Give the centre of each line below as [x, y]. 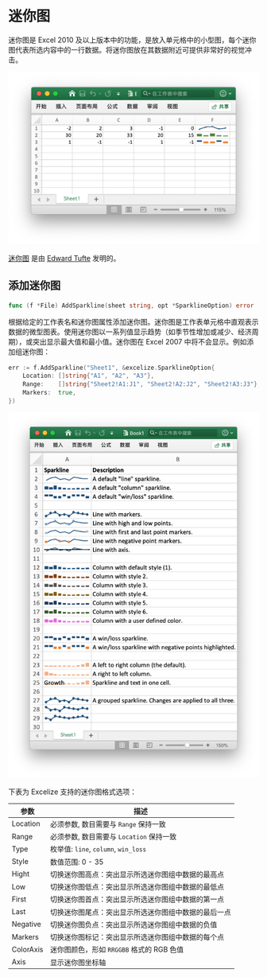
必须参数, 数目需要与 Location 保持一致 [114, 837]
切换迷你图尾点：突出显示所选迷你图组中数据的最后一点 [141, 912]
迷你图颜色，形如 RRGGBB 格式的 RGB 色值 [117, 950]
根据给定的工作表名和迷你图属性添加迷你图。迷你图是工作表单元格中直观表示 [133, 321]
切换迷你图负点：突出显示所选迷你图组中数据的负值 [134, 924]
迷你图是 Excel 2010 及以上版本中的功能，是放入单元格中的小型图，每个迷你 [132, 40]
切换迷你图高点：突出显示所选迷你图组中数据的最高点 [137, 874]
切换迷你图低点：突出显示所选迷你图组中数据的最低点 [137, 887]
